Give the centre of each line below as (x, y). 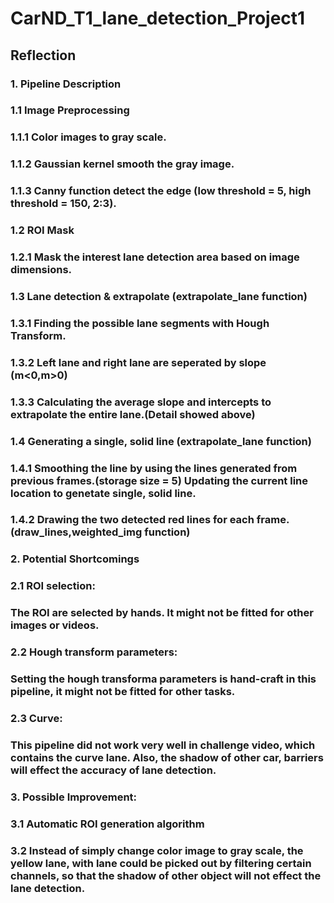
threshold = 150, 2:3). (63, 204)
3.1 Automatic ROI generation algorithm (107, 824)
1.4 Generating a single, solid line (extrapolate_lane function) (161, 441)
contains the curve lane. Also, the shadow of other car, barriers (167, 757)
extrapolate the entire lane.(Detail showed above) (133, 414)
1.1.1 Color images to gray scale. (88, 137)
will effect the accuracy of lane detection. (113, 770)
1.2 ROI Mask (42, 230)
